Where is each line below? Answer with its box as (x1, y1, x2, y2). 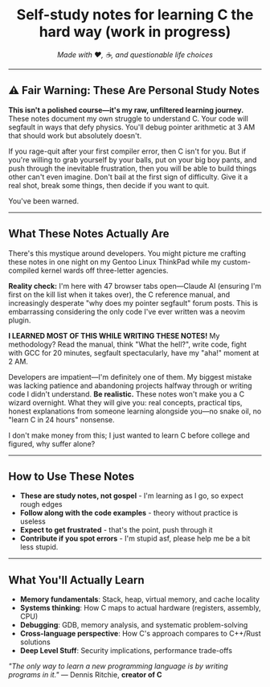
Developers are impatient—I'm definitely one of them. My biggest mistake (8, 372, 252, 381)
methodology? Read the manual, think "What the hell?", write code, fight (8, 339, 247, 349)
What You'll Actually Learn (8, 573, 145, 586)
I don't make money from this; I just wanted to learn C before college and (8, 430, 251, 440)
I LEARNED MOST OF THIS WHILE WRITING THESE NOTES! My (8, 331, 220, 340)
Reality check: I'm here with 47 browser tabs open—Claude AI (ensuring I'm (8, 281, 262, 290)
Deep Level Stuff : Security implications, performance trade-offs (19, 646, 233, 656)
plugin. (8, 315, 31, 325)
